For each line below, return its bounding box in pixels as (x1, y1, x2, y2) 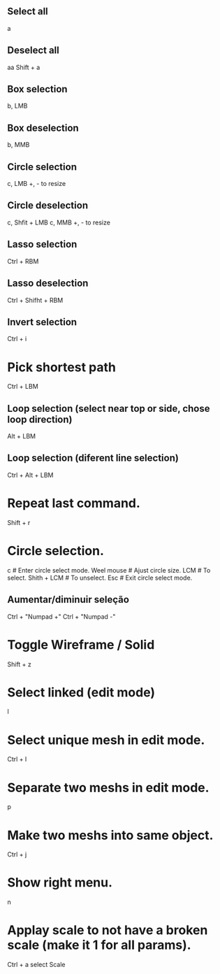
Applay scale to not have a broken (7, 922, 208, 938)
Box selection (7, 83, 68, 95)
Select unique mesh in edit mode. (7, 732, 205, 747)
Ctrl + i (7, 335, 27, 343)
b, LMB (7, 101, 28, 110)
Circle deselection (7, 199, 89, 212)
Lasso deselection (7, 278, 89, 289)
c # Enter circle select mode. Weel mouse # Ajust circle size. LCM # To (7, 566, 211, 574)
